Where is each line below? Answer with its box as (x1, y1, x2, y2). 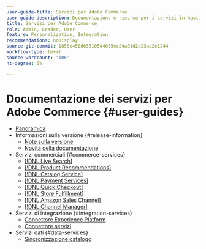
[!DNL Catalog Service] (24, 171, 83, 178)
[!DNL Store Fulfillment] (24, 190, 84, 198)
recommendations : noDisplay (6, 37, 78, 43)
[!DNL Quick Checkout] (24, 184, 83, 191)
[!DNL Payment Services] (24, 177, 89, 184)
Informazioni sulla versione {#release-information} (15, 132, 143, 139)
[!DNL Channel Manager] (24, 203, 88, 210)
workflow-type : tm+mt (6, 49, 62, 55)
